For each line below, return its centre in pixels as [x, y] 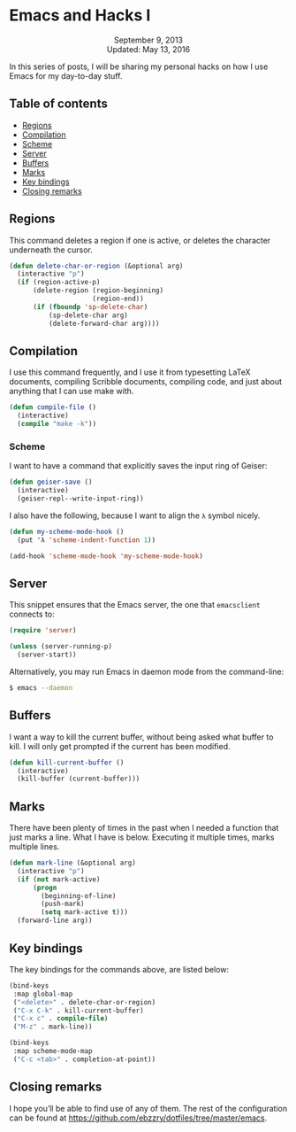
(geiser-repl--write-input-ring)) [80, 499]
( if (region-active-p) [59, 283]
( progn [45, 888]
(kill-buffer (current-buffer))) [79, 779]
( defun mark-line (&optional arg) [73, 863]
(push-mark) [63, 904]
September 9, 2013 [148, 40]
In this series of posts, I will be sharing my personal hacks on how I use [139, 66]
